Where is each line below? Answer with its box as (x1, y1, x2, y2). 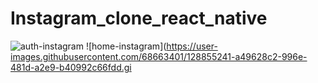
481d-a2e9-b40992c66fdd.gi (10, 61, 132, 73)
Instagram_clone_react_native (10, 7, 268, 30)
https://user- (166, 40, 218, 52)
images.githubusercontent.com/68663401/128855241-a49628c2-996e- (10, 50, 308, 62)
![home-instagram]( (85, 40, 167, 52)
